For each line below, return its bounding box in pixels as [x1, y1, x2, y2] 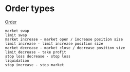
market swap [5, 28, 29, 33]
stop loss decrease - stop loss [5, 54, 71, 59]
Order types [5, 3, 55, 14]
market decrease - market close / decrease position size [5, 45, 125, 50]
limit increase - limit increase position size [5, 41, 104, 46]
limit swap [5, 33, 27, 37]
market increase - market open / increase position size [5, 37, 123, 42]
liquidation [5, 58, 29, 63]
